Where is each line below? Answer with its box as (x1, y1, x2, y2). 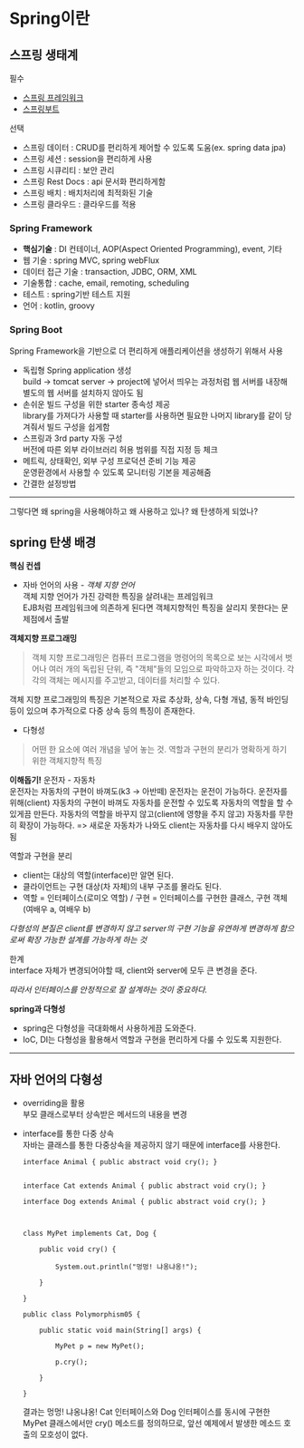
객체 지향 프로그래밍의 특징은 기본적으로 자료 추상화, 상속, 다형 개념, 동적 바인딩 (9, 695, 290, 705)
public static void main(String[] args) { (39, 1326, 202, 1336)
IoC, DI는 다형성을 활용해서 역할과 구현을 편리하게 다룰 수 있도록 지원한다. (22, 1035, 282, 1045)
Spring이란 (9, 8, 90, 29)
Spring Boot (9, 324, 63, 336)
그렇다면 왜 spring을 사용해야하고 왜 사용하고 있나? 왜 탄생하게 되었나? (9, 505, 259, 517)
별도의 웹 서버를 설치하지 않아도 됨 (22, 387, 144, 398)
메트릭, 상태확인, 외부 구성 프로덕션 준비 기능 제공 (22, 455, 196, 466)
